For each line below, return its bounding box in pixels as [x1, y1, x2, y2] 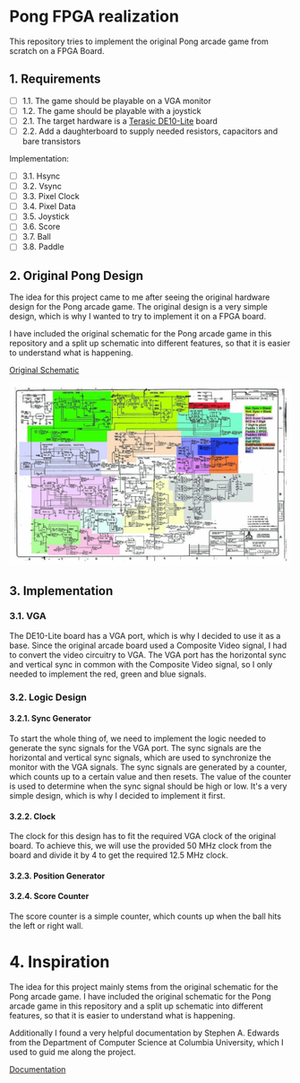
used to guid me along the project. [9, 1046, 136, 1057]
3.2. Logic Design [9, 691, 88, 703]
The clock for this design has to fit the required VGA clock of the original [9, 831, 276, 842]
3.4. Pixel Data [21, 201, 76, 212]
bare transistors [21, 136, 81, 146]
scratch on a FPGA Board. [9, 45, 105, 56]
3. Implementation [9, 583, 114, 598]
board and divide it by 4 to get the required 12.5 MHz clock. [9, 850, 228, 860]
